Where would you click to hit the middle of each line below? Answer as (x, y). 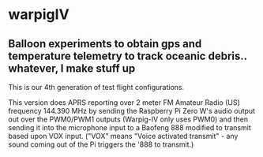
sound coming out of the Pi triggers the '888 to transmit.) (101, 144)
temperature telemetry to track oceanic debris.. (128, 56)
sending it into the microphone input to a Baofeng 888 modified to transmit (130, 127)
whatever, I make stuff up (72, 68)
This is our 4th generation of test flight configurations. (96, 87)
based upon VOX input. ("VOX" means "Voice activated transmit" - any (123, 136)
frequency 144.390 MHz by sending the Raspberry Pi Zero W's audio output (131, 111)
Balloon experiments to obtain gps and (105, 44)
